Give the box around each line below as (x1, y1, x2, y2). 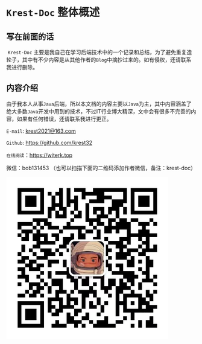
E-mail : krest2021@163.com (6, 127, 77, 135)
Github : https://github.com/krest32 (6, 139, 92, 146)
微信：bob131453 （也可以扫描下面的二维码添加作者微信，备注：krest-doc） (6, 164, 197, 171)
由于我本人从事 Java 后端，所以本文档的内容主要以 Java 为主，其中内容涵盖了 (6, 100, 192, 107)
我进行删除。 (6, 64, 38, 71)
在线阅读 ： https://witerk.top (6, 151, 73, 159)
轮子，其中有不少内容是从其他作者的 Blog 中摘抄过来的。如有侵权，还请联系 (6, 56, 192, 63)
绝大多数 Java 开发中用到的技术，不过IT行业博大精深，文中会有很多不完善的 (6, 107, 191, 115)
